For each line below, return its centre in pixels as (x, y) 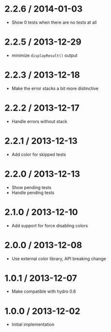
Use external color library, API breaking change (59, 258)
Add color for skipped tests (39, 154)
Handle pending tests (33, 192)
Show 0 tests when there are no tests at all (54, 22)
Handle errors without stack (39, 121)
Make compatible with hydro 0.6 (44, 291)
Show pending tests (32, 187)
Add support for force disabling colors (50, 225)
